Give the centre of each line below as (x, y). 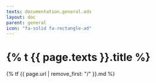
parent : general (26, 23)
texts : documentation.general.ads (49, 12)
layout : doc (21, 17)
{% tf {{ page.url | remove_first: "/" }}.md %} (60, 74)
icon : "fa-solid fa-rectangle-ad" (49, 28)
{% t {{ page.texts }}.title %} (78, 58)
